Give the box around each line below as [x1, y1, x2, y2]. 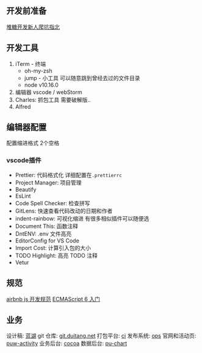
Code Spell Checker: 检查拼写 [15, 199, 90, 206]
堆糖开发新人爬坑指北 [6, 23, 60, 31]
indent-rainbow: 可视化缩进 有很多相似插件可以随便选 [15, 214, 150, 222]
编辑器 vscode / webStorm [15, 88, 82, 96]
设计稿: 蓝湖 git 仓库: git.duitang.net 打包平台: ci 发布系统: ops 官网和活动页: [6, 332, 197, 340]
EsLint [15, 192, 31, 200]
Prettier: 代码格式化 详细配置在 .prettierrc [15, 171, 122, 178]
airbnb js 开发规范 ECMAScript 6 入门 [6, 295, 101, 302]
